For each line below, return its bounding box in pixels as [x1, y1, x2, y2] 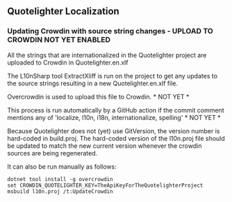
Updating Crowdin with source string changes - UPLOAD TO [7, 26, 213, 36]
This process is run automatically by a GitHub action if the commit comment [7, 106, 224, 114]
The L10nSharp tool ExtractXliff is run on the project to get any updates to [7, 71, 217, 80]
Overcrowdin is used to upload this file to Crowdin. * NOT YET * [7, 92, 190, 101]
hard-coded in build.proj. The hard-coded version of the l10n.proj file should [7, 134, 226, 142]
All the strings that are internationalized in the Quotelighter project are [7, 51, 207, 59]
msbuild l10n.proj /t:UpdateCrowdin [7, 187, 113, 195]
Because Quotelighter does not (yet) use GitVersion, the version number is [7, 126, 220, 135]
